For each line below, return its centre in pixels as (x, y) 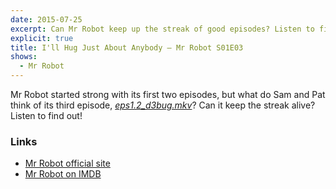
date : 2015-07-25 (46, 19)
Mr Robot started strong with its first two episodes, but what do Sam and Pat (168, 94)
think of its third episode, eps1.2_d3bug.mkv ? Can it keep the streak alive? (163, 105)
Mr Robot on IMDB (63, 174)
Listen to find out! (46, 115)
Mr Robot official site (67, 163)
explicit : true (42, 38)
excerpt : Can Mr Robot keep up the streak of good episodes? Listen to (162, 29)
